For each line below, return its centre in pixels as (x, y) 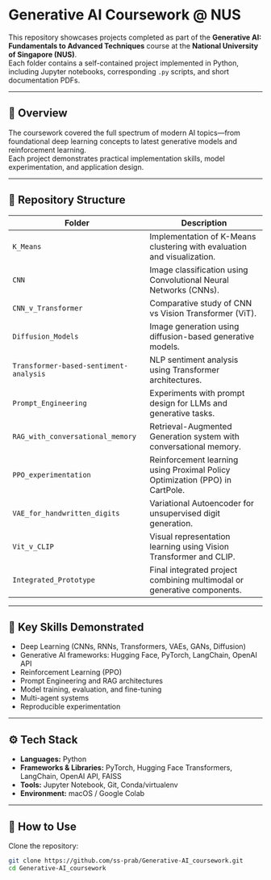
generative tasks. (182, 413)
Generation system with (194, 436)
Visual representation (190, 537)
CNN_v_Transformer (48, 308)
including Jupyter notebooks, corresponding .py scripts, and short (119, 71)
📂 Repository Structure (67, 200)
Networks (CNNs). (185, 290)
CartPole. (167, 490)
